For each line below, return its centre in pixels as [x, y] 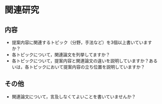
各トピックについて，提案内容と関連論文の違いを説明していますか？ [80, 61]
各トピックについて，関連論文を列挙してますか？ [61, 55]
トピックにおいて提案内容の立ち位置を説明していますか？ [87, 67]
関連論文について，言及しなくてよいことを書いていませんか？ [74, 97]
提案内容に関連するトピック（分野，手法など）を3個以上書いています [82, 42]
